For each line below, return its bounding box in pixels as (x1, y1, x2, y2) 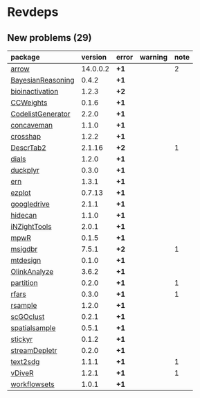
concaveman (10, 121, 53, 130)
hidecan (10, 211, 37, 220)
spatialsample (10, 323, 56, 333)
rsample (10, 301, 37, 310)
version (81, 53, 107, 62)
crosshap (10, 132, 42, 141)
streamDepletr (10, 346, 57, 355)
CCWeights (10, 98, 48, 107)
